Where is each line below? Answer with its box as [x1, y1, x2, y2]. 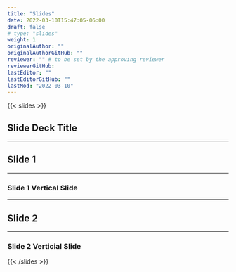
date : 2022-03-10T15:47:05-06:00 [7, 17, 105, 24]
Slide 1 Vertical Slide [7, 183, 79, 193]
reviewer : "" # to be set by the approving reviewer [7, 56, 165, 63]
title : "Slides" [7, 10, 55, 18]
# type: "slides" [7, 30, 58, 37]
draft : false [7, 23, 46, 30]
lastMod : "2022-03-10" [7, 82, 74, 89]
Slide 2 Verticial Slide [7, 241, 81, 251]
